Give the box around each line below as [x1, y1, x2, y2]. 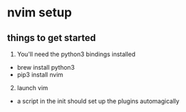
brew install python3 [16, 64, 75, 71]
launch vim [16, 84, 49, 92]
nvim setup [7, 5, 72, 20]
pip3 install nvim [16, 70, 64, 79]
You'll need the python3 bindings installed [16, 50, 135, 58]
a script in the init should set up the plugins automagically [16, 97, 180, 105]
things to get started [7, 32, 96, 44]
